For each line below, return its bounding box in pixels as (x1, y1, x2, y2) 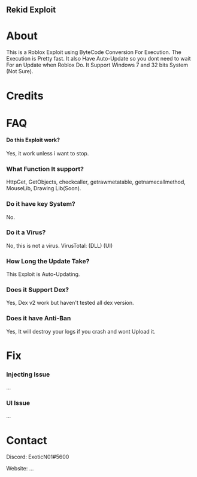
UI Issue (6, 399, 31, 407)
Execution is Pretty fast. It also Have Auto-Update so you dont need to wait (6, 55, 191, 62)
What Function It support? (6, 164, 84, 173)
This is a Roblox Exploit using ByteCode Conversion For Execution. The (6, 49, 181, 56)
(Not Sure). (6, 68, 34, 75)
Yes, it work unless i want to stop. (6, 149, 89, 157)
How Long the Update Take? (6, 257, 90, 265)
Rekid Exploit (6, 5, 56, 15)
